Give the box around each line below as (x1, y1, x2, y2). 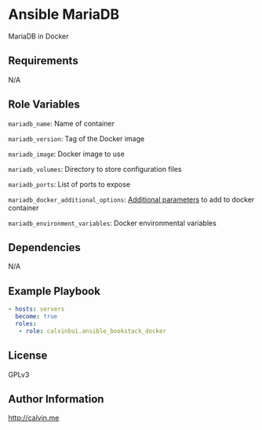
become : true (15, 312, 58, 321)
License (8, 349, 48, 363)
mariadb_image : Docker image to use (8, 149, 126, 159)
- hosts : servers (8, 305, 65, 313)
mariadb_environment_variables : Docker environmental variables (8, 218, 217, 228)
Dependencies (8, 241, 81, 254)
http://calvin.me (8, 414, 60, 423)
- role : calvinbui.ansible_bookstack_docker (18, 327, 167, 335)
